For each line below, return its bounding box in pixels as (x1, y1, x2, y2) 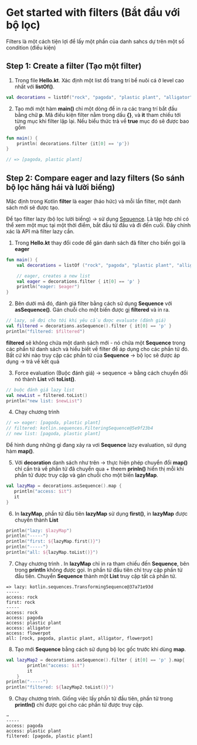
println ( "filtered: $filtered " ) (6, 328, 85, 335)
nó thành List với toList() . (14, 375, 76, 382)
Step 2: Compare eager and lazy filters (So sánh (6, 173, 185, 183)
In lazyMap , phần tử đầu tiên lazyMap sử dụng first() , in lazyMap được (14, 510, 188, 517)
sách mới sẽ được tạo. (6, 203, 60, 211)
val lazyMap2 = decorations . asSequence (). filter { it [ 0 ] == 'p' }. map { (6, 657, 185, 663)
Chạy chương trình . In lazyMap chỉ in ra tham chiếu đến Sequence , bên (14, 560, 189, 567)
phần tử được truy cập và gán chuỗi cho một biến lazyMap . (14, 472, 158, 479)
